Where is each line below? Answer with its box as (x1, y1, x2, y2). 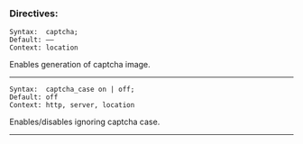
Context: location (9, 43, 78, 52)
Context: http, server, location (9, 101, 135, 110)
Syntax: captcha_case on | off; (9, 85, 135, 94)
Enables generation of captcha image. (9, 59, 151, 70)
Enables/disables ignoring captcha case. (9, 116, 161, 128)
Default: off (9, 93, 59, 102)
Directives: (9, 7, 59, 20)
